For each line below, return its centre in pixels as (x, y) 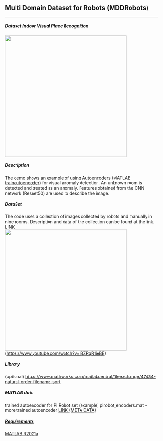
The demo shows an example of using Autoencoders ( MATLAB (68, 178)
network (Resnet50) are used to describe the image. (57, 193)
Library (13, 364)
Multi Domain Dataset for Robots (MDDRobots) (77, 8)
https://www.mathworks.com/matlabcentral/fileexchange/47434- (90, 376)
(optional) (15, 376)
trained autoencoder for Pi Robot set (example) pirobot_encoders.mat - (76, 405)
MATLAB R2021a (22, 433)
